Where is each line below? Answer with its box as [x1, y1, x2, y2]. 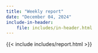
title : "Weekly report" [6, 8, 64, 15]
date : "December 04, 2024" [6, 14, 72, 20]
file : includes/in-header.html [16, 24, 93, 31]
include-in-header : [6, 19, 54, 25]
